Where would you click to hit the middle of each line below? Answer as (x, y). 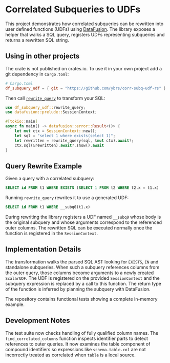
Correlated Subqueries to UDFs (73, 9)
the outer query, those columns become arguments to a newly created (80, 273)
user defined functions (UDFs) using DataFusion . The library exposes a (80, 29)
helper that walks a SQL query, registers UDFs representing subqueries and (85, 34)
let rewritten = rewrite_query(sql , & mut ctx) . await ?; (74, 140)
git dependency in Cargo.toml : (37, 74)
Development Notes (38, 321)
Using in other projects (42, 56)
